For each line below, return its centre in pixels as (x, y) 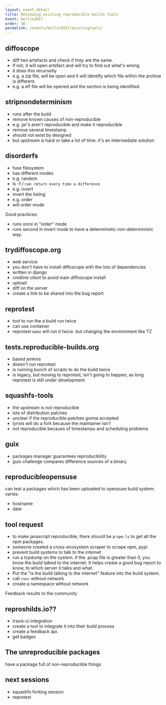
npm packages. (28, 542)
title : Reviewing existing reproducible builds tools (62, 14)
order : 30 (15, 24)
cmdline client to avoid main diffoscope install (59, 277)
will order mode (28, 205)
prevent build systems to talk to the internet (57, 552)
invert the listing (29, 194)
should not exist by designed (42, 135)
